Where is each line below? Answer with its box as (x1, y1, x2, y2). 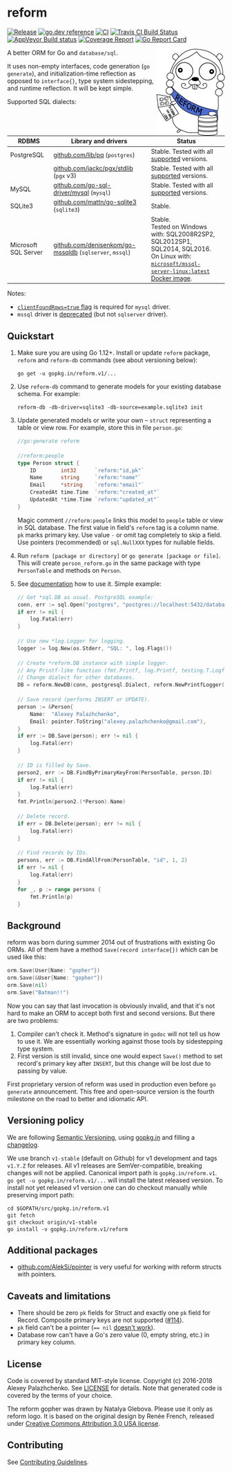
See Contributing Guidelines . (7, 1458, 89, 1466)
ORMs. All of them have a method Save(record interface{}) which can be (7, 945, 219, 954)
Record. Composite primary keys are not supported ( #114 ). (17, 1316, 184, 1324)
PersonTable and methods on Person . (17, 566, 122, 574)
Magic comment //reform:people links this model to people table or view (17, 516, 224, 524)
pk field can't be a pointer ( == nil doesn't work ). (17, 1323, 155, 1332)
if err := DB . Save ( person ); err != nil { (17, 733, 139, 740)
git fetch (7, 1212, 36, 1219)
